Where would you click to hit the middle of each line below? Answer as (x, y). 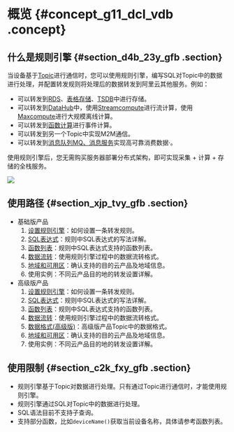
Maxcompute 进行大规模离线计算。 (67, 116)
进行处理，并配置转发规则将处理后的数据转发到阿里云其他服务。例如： (108, 84)
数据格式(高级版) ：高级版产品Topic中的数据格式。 (99, 326)
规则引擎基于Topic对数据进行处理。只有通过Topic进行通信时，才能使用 (119, 386)
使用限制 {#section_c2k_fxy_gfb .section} (99, 368)
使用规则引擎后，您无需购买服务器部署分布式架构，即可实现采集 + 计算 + (112, 157)
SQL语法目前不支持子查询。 (57, 412)
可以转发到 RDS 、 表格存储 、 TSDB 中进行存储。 (84, 99)
